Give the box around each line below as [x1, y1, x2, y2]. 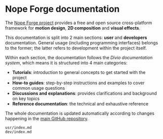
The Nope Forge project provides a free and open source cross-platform [5, 20, 153, 26]
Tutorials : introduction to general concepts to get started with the [12, 69, 146, 75]
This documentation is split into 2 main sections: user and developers [5, 35, 147, 40]
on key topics [12, 95, 40, 102]
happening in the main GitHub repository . [5, 115, 89, 121]
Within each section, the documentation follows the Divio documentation [5, 54, 153, 60]
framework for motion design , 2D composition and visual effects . [5, 25, 140, 31]
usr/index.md [5, 125, 32, 130]
